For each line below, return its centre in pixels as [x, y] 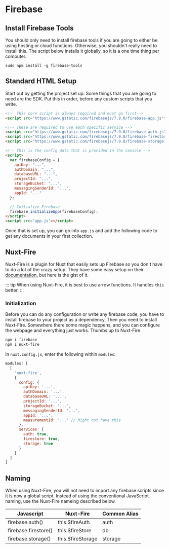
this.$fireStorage [77, 539]
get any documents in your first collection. [49, 236]
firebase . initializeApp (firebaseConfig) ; [54, 211]
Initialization [21, 303]
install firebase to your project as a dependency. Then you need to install [81, 320]
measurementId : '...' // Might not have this [72, 420]
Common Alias [120, 514]
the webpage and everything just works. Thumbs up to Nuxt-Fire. [73, 331]
